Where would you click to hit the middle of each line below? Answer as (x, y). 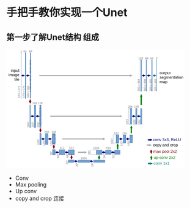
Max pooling (31, 184)
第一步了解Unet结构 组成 (53, 37)
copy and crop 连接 (39, 198)
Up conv (26, 191)
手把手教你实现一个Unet (67, 13)
